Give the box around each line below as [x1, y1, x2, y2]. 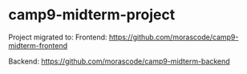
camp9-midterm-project [8, 6, 176, 24]
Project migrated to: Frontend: [8, 32, 107, 42]
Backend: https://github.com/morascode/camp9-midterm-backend [8, 56, 230, 66]
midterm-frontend [8, 40, 68, 50]
